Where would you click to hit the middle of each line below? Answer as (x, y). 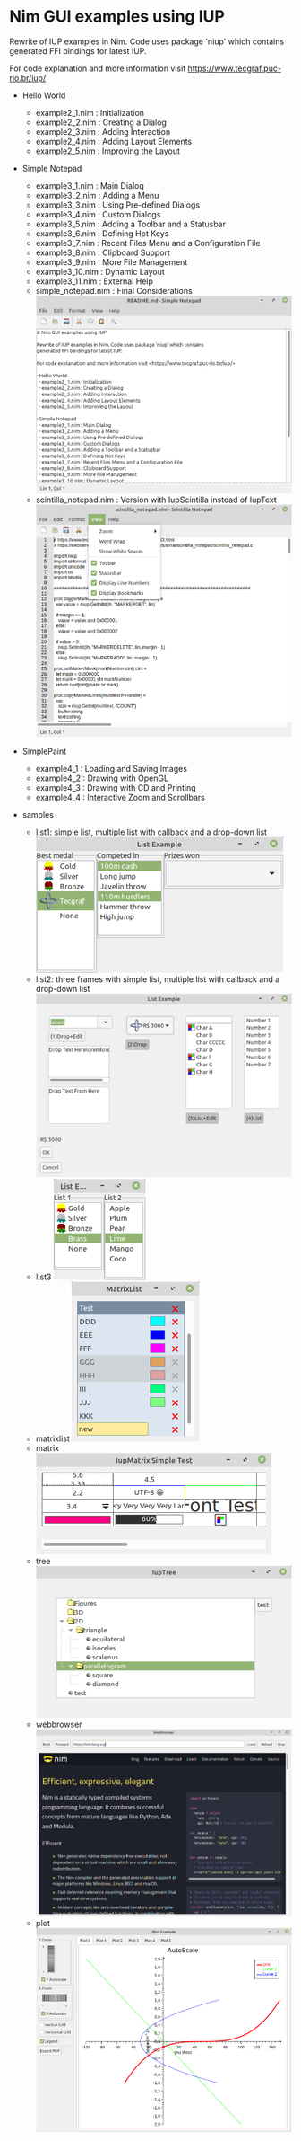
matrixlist (52, 1438)
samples (38, 815)
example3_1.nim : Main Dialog (90, 185)
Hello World (44, 95)
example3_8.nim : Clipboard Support (103, 252)
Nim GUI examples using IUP (117, 17)
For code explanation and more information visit (98, 68)
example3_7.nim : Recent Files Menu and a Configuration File (148, 243)
